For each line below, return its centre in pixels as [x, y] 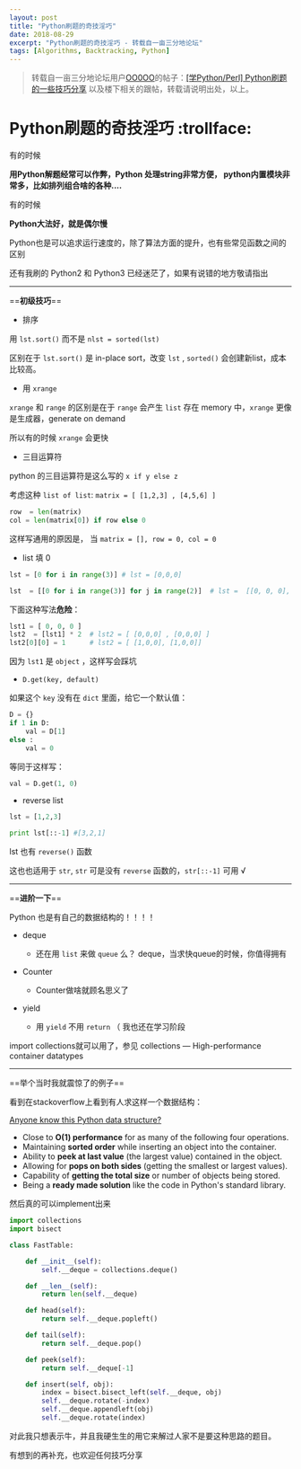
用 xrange [39, 388]
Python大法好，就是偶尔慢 [58, 224]
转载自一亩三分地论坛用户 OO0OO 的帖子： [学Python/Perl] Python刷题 [159, 78]
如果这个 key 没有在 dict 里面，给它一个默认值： [99, 698]
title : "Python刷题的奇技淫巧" [63, 26]
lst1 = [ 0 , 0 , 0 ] [46, 626]
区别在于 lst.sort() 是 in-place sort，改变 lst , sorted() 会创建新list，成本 [148, 358]
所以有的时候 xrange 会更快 [59, 438]
